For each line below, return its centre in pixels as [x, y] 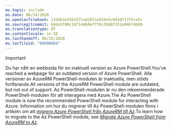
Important [16, 58]
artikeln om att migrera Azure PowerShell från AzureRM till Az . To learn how [84, 111]
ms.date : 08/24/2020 [27, 15]
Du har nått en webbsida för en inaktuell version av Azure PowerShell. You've [86, 68]
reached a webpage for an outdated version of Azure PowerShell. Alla [79, 73]
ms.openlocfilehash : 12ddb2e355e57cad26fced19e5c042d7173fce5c [74, 19]
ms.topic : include [25, 10]
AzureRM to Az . [22, 122]
